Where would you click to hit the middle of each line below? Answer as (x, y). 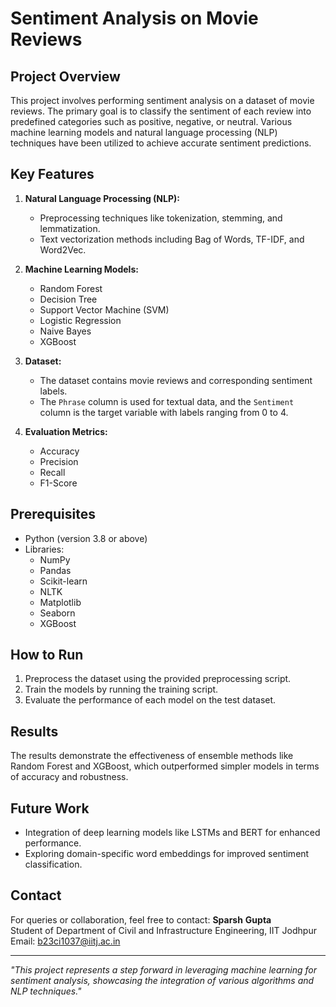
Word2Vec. (63, 249)
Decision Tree (68, 299)
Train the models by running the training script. (121, 689)
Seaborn (57, 613)
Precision (59, 461)
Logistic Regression (80, 320)
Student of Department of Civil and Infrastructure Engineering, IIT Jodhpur (163, 930)
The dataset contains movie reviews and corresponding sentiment (176, 380)
